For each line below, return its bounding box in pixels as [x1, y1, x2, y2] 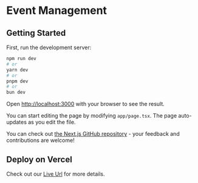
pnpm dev [6, 78, 29, 84]
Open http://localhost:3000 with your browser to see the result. [6, 101, 165, 108]
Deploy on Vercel [6, 154, 73, 164]
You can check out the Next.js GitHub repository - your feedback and [6, 130, 180, 138]
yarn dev [6, 67, 29, 73]
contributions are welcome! [6, 137, 75, 144]
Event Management [6, 4, 108, 18]
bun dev [6, 89, 26, 96]
